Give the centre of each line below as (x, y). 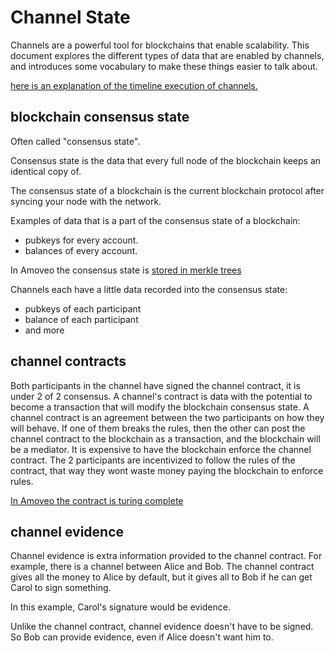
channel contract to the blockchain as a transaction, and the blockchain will (165, 438)
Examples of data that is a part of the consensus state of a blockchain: (155, 220)
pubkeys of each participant (83, 308)
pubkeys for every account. (81, 240)
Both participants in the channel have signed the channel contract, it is (155, 385)
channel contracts (68, 361)
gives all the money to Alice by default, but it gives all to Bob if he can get (161, 577)
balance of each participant (81, 319)
